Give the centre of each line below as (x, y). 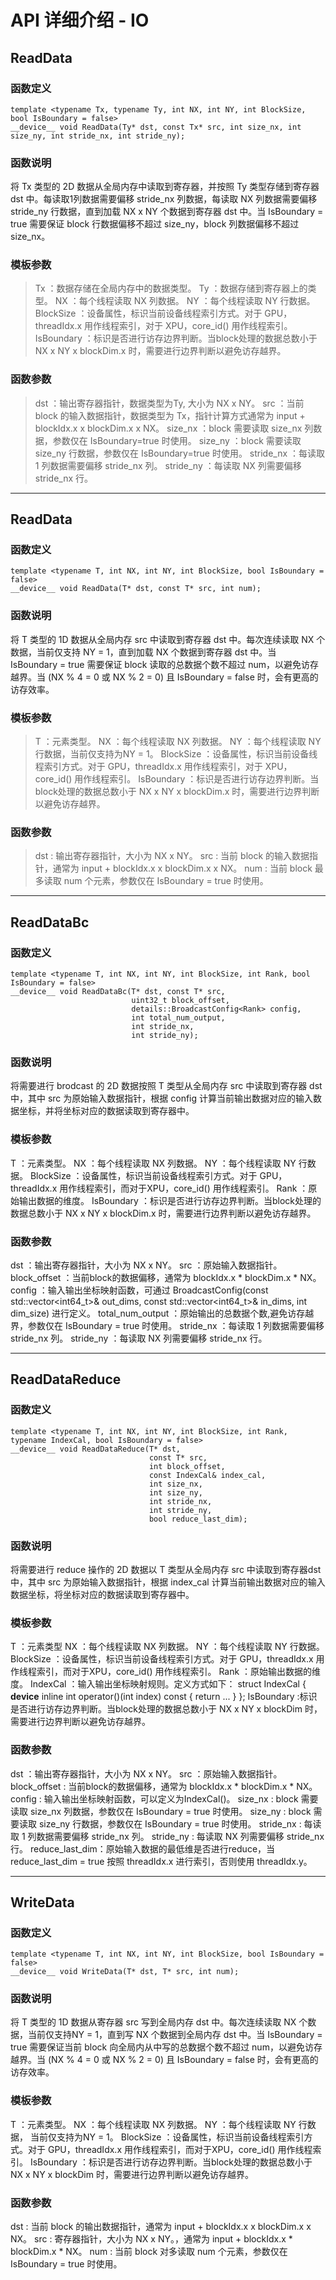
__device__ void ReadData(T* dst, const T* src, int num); (136, 589)
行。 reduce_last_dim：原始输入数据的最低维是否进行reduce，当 (143, 1848)
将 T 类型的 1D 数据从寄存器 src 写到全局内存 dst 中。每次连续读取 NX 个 (159, 2022)
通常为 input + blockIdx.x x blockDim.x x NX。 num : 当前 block (182, 868)
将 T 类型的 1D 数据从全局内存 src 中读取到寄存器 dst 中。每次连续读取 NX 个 (168, 639)
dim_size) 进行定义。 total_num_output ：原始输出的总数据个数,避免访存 (158, 1313)
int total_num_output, (178, 1018)
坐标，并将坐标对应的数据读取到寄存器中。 (106, 1111)
